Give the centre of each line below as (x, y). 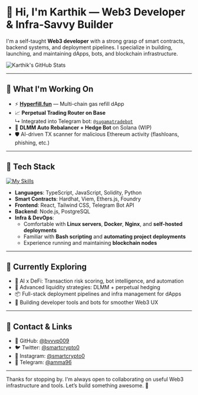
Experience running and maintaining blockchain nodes (90, 242)
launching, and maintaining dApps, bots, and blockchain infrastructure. (92, 53)
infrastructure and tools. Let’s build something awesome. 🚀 (77, 386)
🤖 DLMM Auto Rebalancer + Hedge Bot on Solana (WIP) (83, 127)
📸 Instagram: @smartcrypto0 (50, 356)
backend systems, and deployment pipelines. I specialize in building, (89, 47)
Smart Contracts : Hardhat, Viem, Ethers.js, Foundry (78, 199)
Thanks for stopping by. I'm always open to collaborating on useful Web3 (95, 379)
